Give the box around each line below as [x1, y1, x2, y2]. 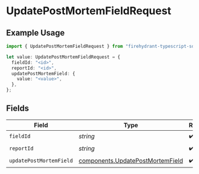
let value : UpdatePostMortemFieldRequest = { [6, 54, 120, 60]
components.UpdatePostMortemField [78, 157, 184, 165]
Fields [6, 104, 30, 114]
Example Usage [6, 28, 65, 38]
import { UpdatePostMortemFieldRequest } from [6, 43, 123, 49]
